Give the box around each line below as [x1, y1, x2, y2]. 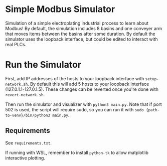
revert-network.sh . [5, 91, 45, 97]
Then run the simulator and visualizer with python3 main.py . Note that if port [5, 101, 162, 107]
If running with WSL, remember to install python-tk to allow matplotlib [5, 149, 149, 155]
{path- [145, 107, 159, 112]
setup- [145, 76, 159, 81]
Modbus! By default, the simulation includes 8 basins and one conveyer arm [5, 25, 162, 31]
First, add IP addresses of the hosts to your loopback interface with [5, 75, 144, 81]
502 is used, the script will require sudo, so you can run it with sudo [5, 106, 144, 112]
